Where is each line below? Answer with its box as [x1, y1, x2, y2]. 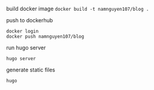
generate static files [6, 66, 56, 73]
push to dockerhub [6, 17, 53, 23]
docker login [6, 28, 39, 34]
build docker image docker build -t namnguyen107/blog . [6, 5, 149, 12]
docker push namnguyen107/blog [6, 34, 84, 40]
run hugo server [6, 44, 46, 51]
